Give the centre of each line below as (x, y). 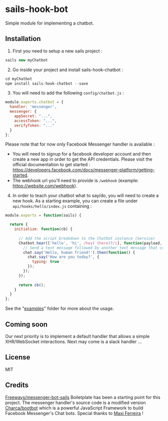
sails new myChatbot (27, 60)
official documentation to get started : (51, 165)
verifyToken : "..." (34, 125)
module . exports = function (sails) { (43, 216)
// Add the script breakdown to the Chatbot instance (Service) (87, 238)
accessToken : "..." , (35, 121)
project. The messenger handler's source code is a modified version (75, 402)
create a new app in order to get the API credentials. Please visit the (82, 159)
